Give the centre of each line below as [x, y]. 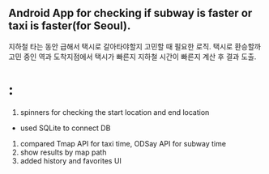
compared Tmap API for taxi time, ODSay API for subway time [123, 143]
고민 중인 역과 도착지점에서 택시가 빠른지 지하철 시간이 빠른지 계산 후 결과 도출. [132, 57]
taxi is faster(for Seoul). [70, 26]
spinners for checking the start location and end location [115, 112]
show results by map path [63, 152]
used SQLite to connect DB [65, 128]
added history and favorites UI [70, 160]
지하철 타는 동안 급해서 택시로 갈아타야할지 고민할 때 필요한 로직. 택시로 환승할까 [135, 46]
